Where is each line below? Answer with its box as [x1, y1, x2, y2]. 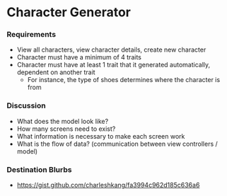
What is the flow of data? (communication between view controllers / [16, 139, 219, 148]
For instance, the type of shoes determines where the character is [27, 76, 221, 84]
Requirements [6, 30, 57, 40]
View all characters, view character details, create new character [16, 45, 206, 54]
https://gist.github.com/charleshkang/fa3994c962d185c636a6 [16, 181, 200, 190]
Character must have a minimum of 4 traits [16, 53, 142, 62]
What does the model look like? [16, 117, 109, 125]
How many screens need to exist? [16, 125, 116, 133]
